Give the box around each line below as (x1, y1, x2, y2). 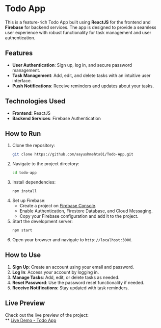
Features (5, 49, 33, 57)
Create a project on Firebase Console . (19, 203, 97, 208)
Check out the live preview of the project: (5, 312, 89, 318)
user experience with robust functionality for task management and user (5, 29, 151, 35)
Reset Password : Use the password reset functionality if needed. (12, 279, 145, 285)
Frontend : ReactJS (12, 110, 51, 116)
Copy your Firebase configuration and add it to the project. (19, 213, 138, 219)
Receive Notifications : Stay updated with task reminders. (12, 285, 129, 291)
